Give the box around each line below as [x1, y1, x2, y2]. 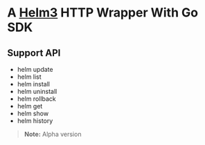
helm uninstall [17, 88, 57, 95]
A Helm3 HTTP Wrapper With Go [7, 5, 199, 21]
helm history [17, 117, 53, 125]
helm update [17, 66, 53, 73]
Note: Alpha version [24, 130, 82, 138]
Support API [7, 47, 61, 59]
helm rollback [17, 95, 57, 103]
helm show [17, 109, 49, 117]
